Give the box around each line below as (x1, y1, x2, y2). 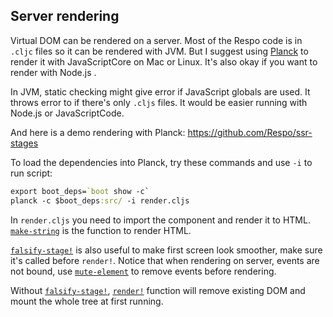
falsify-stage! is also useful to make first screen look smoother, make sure (10, 244, 323, 256)
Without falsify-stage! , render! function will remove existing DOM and (10, 284, 306, 296)
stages (10, 137, 39, 149)
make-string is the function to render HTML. (10, 224, 192, 236)
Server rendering (10, 8, 120, 25)
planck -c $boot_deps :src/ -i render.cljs (10, 195, 190, 206)
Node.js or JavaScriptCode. (10, 107, 125, 119)
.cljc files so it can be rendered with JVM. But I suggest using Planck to (10, 45, 309, 57)
